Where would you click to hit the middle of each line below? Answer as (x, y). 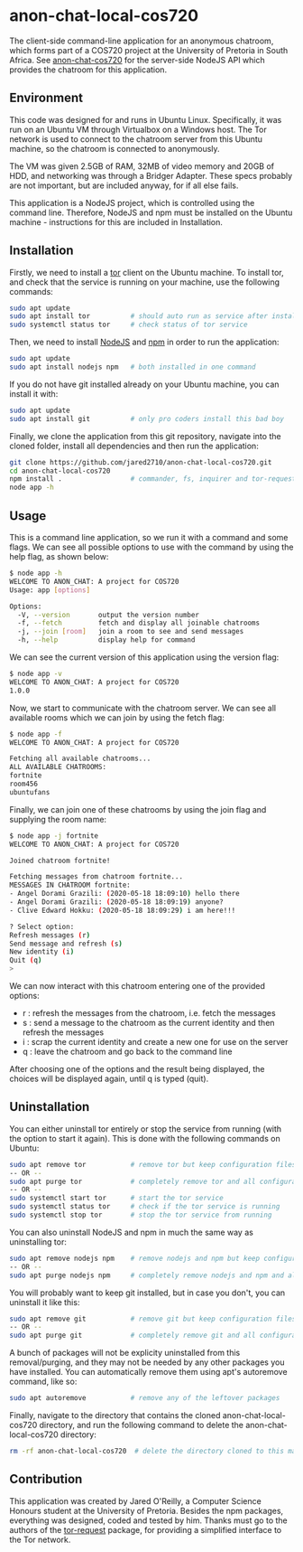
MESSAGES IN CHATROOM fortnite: (70, 885)
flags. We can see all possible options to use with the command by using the (151, 547)
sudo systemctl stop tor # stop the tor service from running (141, 1215)
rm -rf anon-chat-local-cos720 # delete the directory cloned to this (147, 1452)
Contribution (46, 1479)
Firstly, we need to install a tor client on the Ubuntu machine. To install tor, (147, 272)
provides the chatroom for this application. (88, 70)
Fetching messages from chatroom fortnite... (96, 877)
